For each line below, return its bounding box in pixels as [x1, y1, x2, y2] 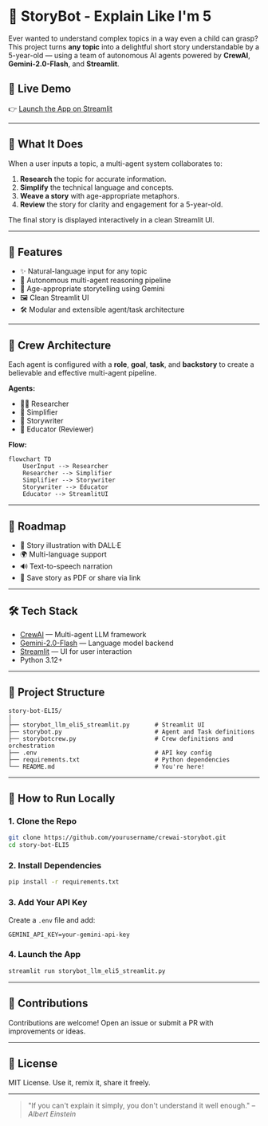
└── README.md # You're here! [8, 762, 205, 770]
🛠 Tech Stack [8, 604, 78, 618]
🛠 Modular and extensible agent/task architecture [19, 305, 185, 314]
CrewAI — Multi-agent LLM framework [19, 629, 147, 639]
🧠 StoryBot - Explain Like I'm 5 [8, 7, 212, 26]
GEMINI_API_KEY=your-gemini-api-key [8, 931, 130, 939]
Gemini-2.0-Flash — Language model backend [19, 638, 174, 648]
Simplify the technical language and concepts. [19, 183, 174, 192]
